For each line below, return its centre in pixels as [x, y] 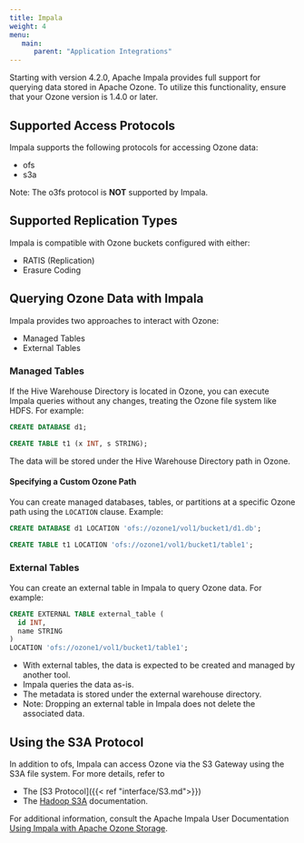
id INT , [32, 622]
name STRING [40, 631]
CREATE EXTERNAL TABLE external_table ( [87, 614]
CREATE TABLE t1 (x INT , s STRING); [78, 443]
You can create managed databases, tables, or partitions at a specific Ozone [152, 502]
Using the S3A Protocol [77, 742]
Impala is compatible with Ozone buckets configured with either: [130, 243]
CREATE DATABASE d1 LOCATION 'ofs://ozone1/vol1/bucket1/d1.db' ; [135, 528]
